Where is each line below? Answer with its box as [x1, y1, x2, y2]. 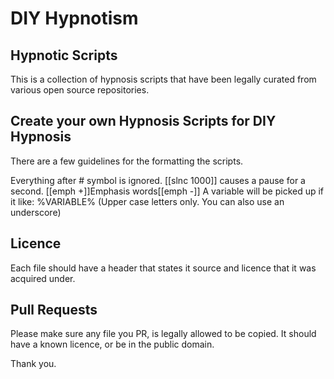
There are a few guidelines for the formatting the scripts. [10, 155, 244, 167]
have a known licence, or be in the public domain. [10, 338, 215, 351]
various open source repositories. [10, 84, 150, 96]
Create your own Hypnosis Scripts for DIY [10, 113, 277, 130]
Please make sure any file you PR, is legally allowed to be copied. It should [10, 328, 317, 340]
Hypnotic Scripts [10, 47, 118, 64]
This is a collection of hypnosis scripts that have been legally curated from [10, 73, 317, 85]
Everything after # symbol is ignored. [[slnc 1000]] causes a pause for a [10, 174, 306, 186]
